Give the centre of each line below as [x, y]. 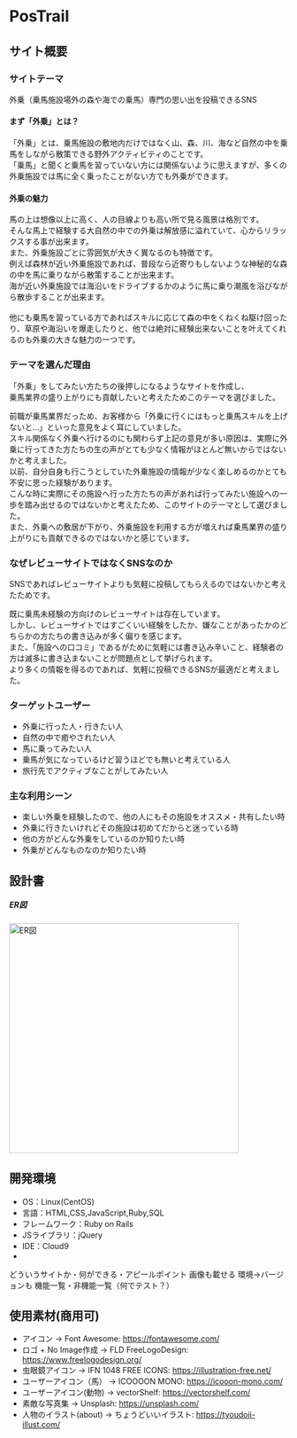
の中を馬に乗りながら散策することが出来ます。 [94, 275]
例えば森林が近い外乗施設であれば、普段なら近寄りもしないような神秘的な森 [148, 264]
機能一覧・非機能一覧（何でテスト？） [104, 1285]
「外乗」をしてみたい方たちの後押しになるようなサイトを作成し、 [129, 386]
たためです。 [32, 595]
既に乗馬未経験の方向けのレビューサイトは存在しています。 [117, 613]
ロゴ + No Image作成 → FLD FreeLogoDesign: [105, 1350]
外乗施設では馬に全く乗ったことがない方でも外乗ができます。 [121, 176]
